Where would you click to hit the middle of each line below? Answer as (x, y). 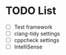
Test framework (33, 27)
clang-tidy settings (37, 34)
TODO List (31, 11)
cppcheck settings (37, 40)
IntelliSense (28, 47)
